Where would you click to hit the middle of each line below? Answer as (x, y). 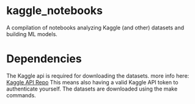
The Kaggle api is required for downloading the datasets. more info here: (98, 76)
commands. (21, 95)
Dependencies (44, 59)
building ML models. (32, 34)
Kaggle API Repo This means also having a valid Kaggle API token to (92, 82)
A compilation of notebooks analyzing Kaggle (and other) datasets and (95, 28)
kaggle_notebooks (54, 11)
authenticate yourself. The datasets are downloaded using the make (92, 89)
